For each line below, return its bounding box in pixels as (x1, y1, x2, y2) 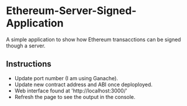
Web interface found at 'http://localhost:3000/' (14, 87, 127, 94)
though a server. (6, 42, 46, 49)
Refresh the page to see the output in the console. (14, 93, 136, 100)
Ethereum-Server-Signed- (6, 4, 137, 18)
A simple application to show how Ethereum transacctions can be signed (6, 36, 181, 43)
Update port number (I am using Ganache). (14, 74, 119, 81)
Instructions (6, 59, 51, 69)
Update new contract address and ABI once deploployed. (14, 81, 153, 88)
